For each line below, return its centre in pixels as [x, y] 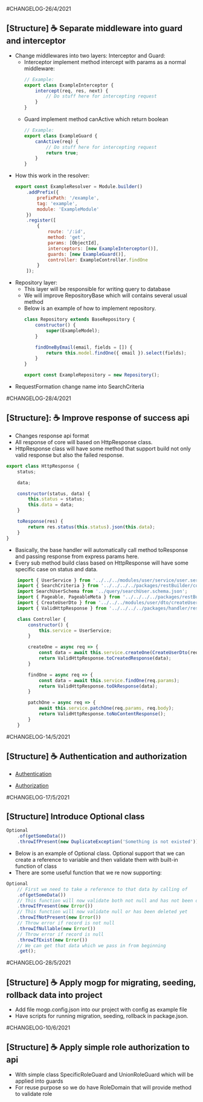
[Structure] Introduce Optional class [76, 816]
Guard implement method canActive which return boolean [96, 119]
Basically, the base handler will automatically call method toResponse [101, 549]
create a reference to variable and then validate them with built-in [96, 859]
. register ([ [41, 220]
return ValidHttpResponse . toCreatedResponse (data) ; [105, 658]
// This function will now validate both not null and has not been [105, 900]
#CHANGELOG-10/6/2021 [38, 1028]
